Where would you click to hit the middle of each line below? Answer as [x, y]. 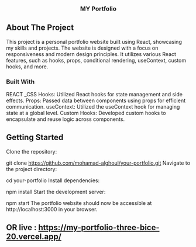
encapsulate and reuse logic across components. [65, 119]
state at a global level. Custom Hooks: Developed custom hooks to [86, 113]
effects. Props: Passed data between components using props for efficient [96, 100]
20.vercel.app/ [34, 237]
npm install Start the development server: [56, 192]
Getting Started [35, 138]
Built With [20, 82]
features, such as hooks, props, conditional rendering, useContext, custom [96, 60]
